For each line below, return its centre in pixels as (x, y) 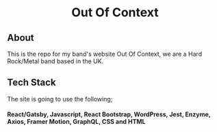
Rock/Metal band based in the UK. (55, 61)
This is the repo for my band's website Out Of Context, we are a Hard (105, 54)
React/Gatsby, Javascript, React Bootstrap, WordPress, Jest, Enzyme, (109, 114)
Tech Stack (31, 83)
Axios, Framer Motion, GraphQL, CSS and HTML (76, 122)
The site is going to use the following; (60, 99)
